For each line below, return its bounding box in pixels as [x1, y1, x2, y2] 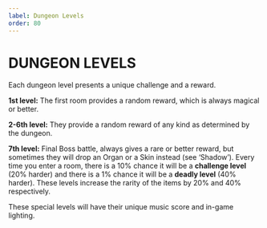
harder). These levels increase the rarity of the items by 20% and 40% [8, 178, 242, 188]
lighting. [8, 210, 35, 221]
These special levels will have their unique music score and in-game [8, 202, 234, 212]
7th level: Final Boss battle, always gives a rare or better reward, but [8, 144, 234, 153]
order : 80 [8, 19, 42, 27]
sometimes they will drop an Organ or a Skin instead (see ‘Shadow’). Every [8, 153, 255, 162]
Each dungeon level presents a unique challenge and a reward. [8, 80, 216, 90]
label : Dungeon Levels [8, 11, 84, 20]
